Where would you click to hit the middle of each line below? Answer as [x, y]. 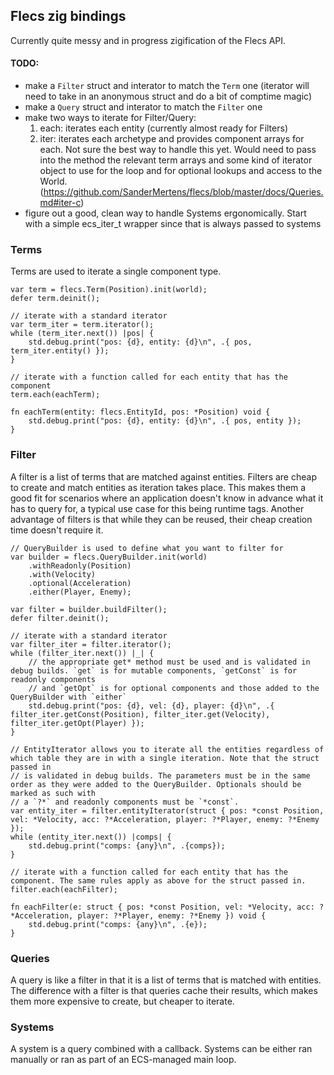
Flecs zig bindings [68, 16]
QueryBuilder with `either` [69, 697]
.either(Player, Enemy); [80, 592]
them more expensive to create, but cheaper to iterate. [122, 1001]
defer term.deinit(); [55, 299]
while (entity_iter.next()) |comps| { [91, 837]
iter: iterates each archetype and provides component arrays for [172, 139]
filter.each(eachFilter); [64, 889]
